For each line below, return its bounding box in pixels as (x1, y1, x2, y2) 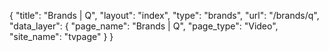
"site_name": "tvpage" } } (9, 31, 114, 42)
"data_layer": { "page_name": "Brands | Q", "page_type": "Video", (9, 20, 279, 32)
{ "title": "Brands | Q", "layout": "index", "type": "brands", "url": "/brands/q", (9, 10, 320, 21)
